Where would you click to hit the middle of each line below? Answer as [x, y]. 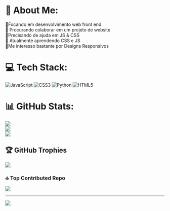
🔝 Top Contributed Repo [35, 178]
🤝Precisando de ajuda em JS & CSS [42, 35]
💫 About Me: [32, 10]
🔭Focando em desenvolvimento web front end [53, 24]
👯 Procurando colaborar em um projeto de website [58, 29]
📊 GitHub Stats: [40, 107]
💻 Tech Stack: [36, 67]
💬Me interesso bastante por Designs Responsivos [57, 46]
